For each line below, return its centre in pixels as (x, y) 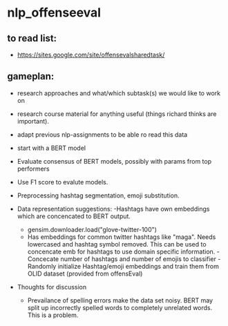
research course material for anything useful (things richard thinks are (117, 114)
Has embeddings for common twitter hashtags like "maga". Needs (122, 237)
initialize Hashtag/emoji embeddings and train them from (139, 266)
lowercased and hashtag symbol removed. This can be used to (117, 244)
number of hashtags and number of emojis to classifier (138, 259)
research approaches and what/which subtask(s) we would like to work (119, 93)
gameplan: (31, 76)
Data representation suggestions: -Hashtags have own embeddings (113, 209)
